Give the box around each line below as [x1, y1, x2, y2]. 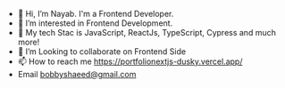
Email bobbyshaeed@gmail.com [17, 69, 137, 79]
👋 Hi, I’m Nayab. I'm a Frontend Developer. [17, 9, 174, 19]
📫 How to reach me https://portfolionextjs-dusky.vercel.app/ [17, 56, 243, 67]
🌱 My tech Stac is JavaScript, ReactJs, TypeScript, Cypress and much [17, 28, 277, 37]
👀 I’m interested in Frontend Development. [17, 18, 173, 28]
